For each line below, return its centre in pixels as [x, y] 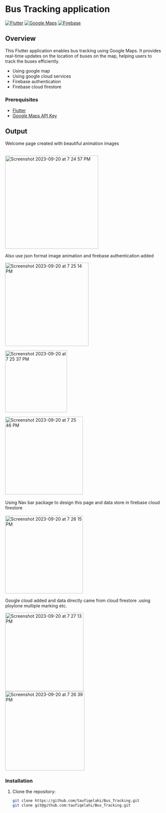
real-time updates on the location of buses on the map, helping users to [79, 56]
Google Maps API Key [35, 116]
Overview [21, 39]
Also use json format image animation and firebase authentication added [80, 255]
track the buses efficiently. [32, 61]
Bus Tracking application [58, 9]
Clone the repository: [34, 792]
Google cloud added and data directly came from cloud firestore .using [78, 600]
